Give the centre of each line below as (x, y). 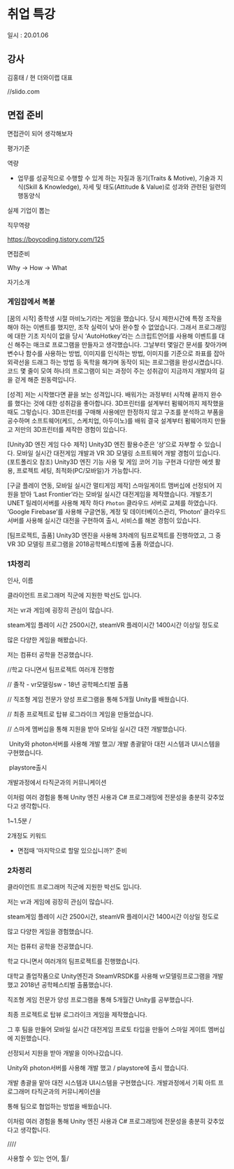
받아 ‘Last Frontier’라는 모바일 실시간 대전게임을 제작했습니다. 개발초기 (116, 494)
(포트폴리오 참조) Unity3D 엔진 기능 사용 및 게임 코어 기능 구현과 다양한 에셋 (110, 462)
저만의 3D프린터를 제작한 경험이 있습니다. (71, 429)
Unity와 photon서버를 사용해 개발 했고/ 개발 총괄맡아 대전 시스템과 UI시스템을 (115, 744)
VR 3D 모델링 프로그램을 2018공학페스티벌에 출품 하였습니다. (90, 544)
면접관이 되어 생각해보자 (40, 133)
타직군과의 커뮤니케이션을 (66, 1091)
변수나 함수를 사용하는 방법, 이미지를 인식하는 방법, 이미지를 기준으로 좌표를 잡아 (116, 353)
